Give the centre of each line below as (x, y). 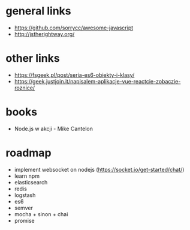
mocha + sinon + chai (41, 214)
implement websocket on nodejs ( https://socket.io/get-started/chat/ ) (99, 169)
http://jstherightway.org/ (44, 34)
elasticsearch (31, 182)
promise (25, 220)
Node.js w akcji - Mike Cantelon (54, 129)
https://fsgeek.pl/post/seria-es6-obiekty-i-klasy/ (74, 75)
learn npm (27, 176)
